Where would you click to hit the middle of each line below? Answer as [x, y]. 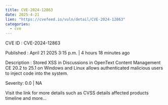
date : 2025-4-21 [22, 15]
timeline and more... [26, 98]
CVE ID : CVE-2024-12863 [33, 43]
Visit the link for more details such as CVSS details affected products [77, 93]
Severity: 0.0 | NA [24, 83]
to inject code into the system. [37, 73]
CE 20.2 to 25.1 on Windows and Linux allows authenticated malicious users [84, 68]
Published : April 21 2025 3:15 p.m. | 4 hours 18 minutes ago [68, 53]
